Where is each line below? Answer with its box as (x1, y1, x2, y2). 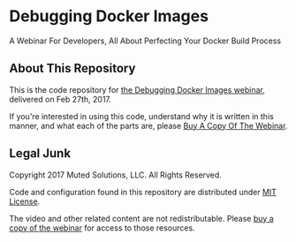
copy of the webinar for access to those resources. (9, 223, 196, 233)
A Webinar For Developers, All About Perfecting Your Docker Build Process (9, 35, 281, 46)
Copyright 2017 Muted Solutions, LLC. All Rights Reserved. (9, 170, 223, 180)
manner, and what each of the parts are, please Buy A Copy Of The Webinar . (9, 120, 288, 131)
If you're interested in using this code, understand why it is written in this (9, 110, 274, 121)
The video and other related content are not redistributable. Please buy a (9, 213, 274, 223)
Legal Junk (9, 146, 72, 161)
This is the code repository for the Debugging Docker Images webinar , (9, 84, 265, 95)
